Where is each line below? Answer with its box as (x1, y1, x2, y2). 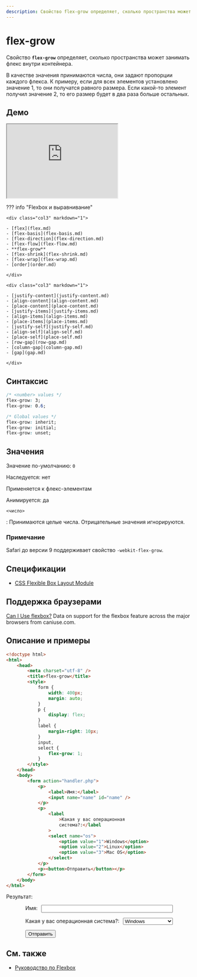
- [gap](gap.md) (6, 350, 46, 356)
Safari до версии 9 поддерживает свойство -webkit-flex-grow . (6, 547, 164, 554)
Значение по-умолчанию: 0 (6, 462, 75, 469)
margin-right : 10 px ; (48, 728, 99, 734)
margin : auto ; (48, 695, 83, 701)
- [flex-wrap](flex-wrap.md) (6, 257, 78, 263)
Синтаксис (6, 376, 48, 386)
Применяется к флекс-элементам (6, 485, 92, 492)
